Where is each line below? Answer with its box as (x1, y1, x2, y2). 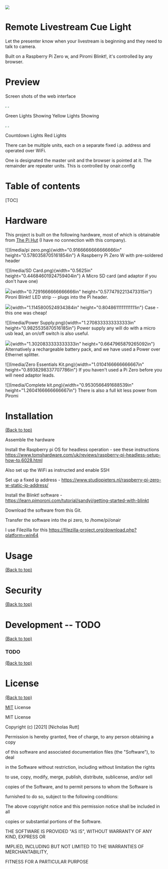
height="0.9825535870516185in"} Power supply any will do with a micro (5, 325, 155, 331)
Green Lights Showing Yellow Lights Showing (5, 112, 99, 118)
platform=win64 (5, 532, 39, 539)
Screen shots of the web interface (5, 93, 76, 99)
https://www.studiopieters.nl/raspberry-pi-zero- (61, 477, 161, 483)
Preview (5, 76, 40, 88)
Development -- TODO (5, 619, 101, 631)
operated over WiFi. (5, 147, 46, 153)
